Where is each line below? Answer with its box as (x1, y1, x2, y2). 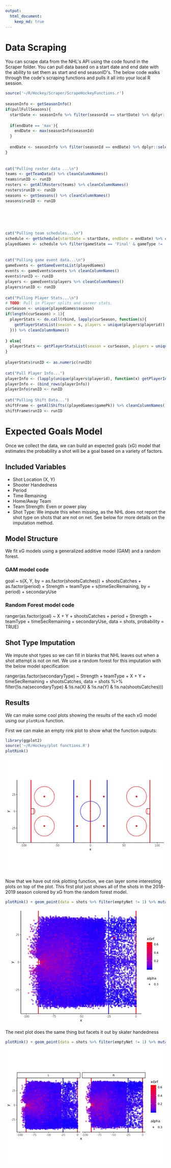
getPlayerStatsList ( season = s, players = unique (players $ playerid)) (14, 322, 165, 327)
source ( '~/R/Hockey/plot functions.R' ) (5, 743, 90, 748)
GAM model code (5, 566, 49, 573)
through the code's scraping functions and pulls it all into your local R (5, 75, 151, 81)
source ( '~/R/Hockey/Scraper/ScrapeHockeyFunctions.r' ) (5, 91, 124, 96)
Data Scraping (5, 41, 67, 53)
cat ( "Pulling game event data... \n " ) (5, 258, 85, 263)
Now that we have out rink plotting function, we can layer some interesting (5, 878, 161, 884)
